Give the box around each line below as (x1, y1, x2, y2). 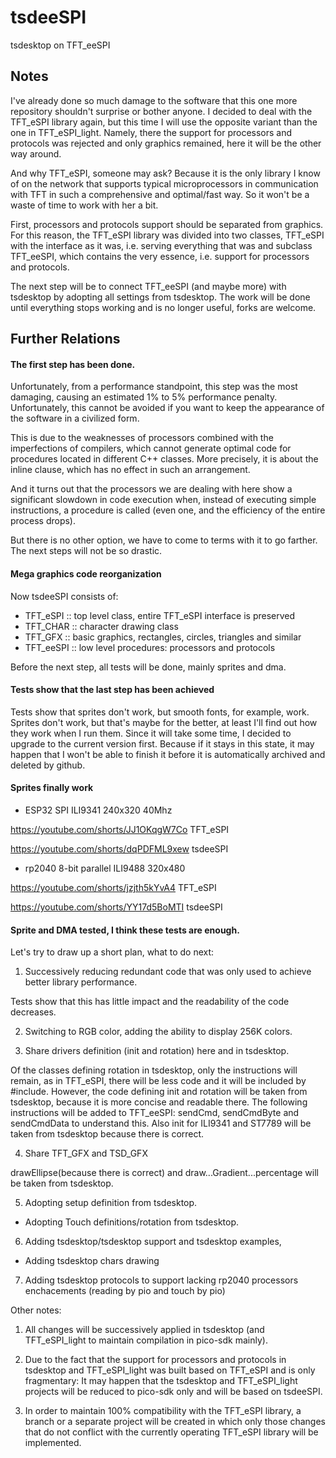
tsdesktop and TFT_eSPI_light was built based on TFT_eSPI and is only (24, 1364, 316, 1376)
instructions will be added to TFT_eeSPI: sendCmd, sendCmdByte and (10, 1107, 300, 1119)
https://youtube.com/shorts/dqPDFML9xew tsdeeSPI (10, 842, 229, 855)
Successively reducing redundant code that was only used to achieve (24, 966, 312, 978)
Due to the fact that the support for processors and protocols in (24, 1354, 287, 1366)
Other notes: (10, 1304, 62, 1316)
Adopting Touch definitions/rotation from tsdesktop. (24, 1216, 240, 1228)
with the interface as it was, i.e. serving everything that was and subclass (10, 239, 313, 251)
